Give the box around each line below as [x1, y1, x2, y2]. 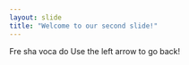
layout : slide [9, 12, 63, 22]
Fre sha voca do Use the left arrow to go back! [9, 45, 181, 56]
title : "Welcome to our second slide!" [9, 21, 159, 30]
